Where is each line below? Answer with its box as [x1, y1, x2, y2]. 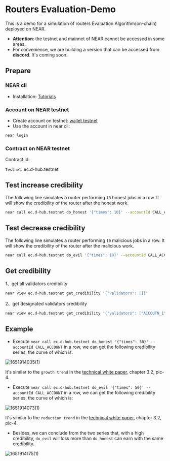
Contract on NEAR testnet [5, 145, 70, 152]
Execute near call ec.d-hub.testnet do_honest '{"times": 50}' [12, 338, 149, 344]
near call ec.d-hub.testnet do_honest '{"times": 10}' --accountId [5, 209, 151, 214]
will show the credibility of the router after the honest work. [5, 200, 129, 206]
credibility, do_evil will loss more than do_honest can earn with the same [12, 435, 163, 441]
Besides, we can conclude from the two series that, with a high [12, 429, 144, 436]
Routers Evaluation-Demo [5, 4, 116, 15]
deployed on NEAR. [5, 25, 46, 32]
